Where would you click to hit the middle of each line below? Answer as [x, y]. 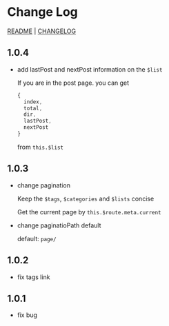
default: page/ [37, 238]
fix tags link [33, 277]
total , [33, 108]
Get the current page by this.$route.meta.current [89, 212]
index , [33, 102]
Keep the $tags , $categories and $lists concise [86, 198]
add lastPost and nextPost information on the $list [90, 69]
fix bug [27, 315]
